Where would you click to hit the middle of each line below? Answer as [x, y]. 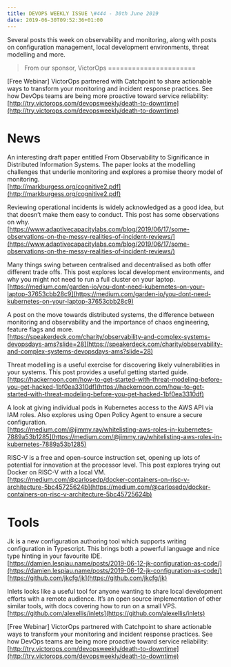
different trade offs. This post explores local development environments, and [116, 272]
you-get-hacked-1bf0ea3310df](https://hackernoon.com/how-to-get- [106, 387]
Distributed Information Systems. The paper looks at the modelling [101, 165]
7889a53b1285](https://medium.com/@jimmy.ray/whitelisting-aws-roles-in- [115, 437]
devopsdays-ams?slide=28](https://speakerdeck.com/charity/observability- [115, 344]
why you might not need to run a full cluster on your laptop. [91, 280]
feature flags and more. [40, 329]
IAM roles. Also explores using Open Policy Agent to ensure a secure [105, 415]
